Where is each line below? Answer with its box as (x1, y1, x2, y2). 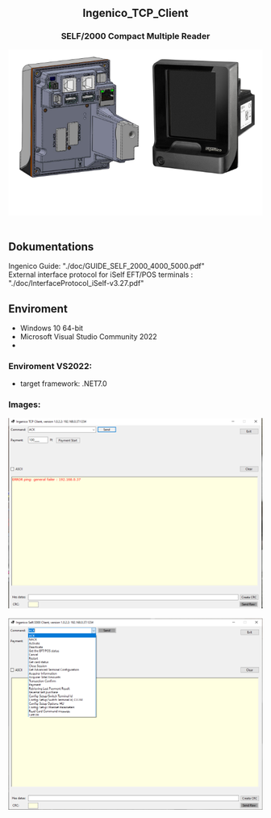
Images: (8, 399, 41, 410)
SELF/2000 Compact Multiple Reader (60, 31, 211, 42)
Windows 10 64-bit (19, 323, 83, 333)
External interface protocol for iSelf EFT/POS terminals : (8, 270, 194, 279)
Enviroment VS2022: (8, 361, 93, 372)
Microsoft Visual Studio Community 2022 (19, 332, 157, 342)
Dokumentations (8, 240, 94, 254)
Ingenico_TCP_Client (82, 6, 189, 20)
